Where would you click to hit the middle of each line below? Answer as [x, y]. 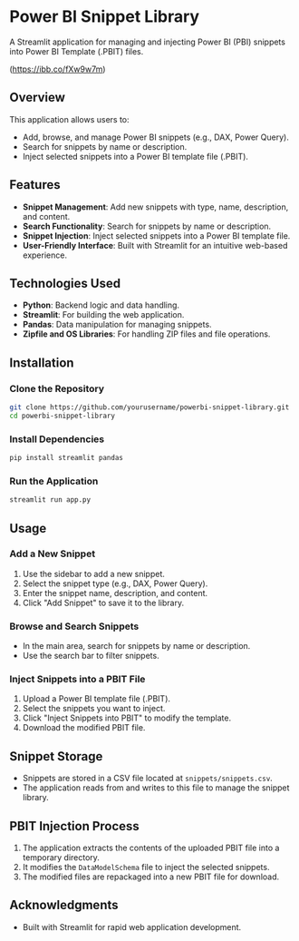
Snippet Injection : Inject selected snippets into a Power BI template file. [156, 235]
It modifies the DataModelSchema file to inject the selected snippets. [146, 867]
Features [35, 185]
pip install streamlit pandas [67, 458]
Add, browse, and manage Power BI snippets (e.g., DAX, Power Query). [156, 137]
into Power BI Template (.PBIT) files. [77, 51]
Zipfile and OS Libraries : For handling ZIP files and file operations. [146, 334]
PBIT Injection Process [75, 826]
